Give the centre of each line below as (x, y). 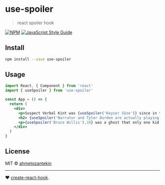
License (17, 151)
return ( (18, 104)
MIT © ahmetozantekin (28, 163)
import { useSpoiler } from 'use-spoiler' (49, 91)
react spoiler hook (35, 23)
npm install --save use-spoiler (38, 59)
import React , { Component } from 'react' (49, 86)
